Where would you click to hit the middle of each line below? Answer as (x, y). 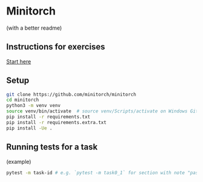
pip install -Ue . (29, 128)
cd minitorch (23, 100)
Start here (19, 61)
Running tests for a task (52, 147)
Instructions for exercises (56, 47)
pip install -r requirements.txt (48, 117)
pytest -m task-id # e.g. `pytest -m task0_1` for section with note (96, 173)
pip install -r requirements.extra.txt (56, 122)
